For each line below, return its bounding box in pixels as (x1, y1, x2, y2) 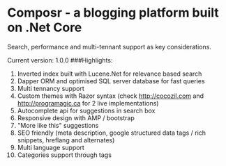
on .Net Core (7, 19, 82, 35)
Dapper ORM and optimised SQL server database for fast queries (17, 76, 205, 85)
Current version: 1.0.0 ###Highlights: (7, 56, 113, 64)
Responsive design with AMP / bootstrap (17, 113, 135, 122)
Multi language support (17, 143, 85, 151)
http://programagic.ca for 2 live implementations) (17, 99, 159, 107)
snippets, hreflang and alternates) (17, 135, 115, 144)
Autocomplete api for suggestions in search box (17, 106, 156, 115)
